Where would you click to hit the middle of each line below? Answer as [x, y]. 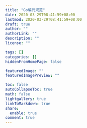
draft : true [18, 24]
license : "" [18, 43]
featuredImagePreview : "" [32, 76]
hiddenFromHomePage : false [33, 61]
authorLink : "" [21, 34]
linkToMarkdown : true [28, 104]
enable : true [23, 113]
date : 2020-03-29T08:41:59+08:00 [40, 15]
